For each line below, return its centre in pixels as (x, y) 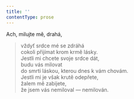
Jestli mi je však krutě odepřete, (59, 77)
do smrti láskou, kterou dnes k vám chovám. (74, 71)
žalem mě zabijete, (43, 83)
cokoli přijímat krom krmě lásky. (59, 52)
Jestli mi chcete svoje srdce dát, (60, 58)
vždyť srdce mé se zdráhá (52, 46)
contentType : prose (30, 17)
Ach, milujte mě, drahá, (34, 34)
